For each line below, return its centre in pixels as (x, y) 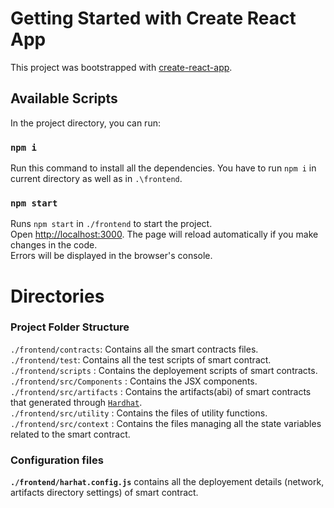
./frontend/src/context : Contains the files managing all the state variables (166, 423)
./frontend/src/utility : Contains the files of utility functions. (139, 413)
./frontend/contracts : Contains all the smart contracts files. (134, 349)
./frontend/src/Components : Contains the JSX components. (134, 381)
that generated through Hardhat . (76, 402)
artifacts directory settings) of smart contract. (104, 493)
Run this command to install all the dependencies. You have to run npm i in (163, 168)
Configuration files (57, 460)
